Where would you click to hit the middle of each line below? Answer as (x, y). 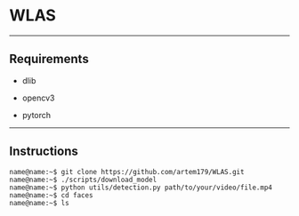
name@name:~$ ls (39, 203)
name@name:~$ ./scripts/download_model (83, 180)
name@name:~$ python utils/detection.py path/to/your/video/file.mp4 (141, 188)
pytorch (36, 115)
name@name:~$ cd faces (51, 195)
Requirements (49, 59)
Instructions (44, 152)
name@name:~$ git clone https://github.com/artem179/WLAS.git (127, 172)
